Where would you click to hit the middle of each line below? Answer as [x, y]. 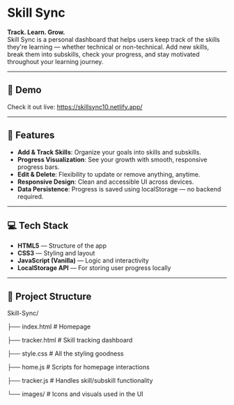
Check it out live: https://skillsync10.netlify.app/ [75, 106]
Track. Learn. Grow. [36, 32]
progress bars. [38, 167]
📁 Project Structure [49, 296]
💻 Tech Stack [38, 225]
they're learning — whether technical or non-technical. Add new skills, [108, 47]
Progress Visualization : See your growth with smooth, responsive [112, 159]
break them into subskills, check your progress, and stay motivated [103, 54]
